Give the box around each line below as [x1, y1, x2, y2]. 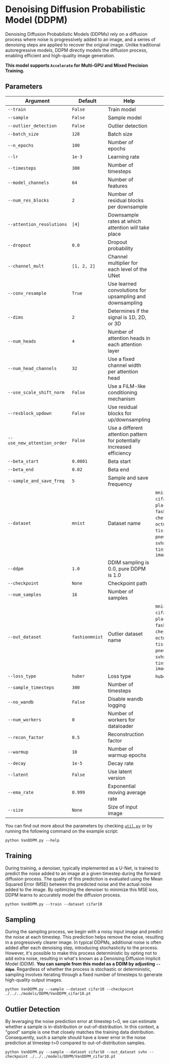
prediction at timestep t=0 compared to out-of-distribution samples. [5, 1040, 146, 1046]
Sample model [108, 114, 142, 121]
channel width [108, 361, 142, 368]
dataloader [108, 722, 134, 729]
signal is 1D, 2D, [108, 313, 147, 320]
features [108, 182, 128, 189]
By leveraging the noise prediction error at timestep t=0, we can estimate [5, 1019, 157, 1025]
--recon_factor [8, 734, 44, 740]
